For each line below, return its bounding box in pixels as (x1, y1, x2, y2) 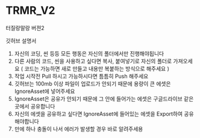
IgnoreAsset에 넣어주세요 (14, 87, 75, 95)
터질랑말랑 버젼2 (5, 24, 45, 31)
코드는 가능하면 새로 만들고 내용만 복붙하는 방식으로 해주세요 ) (24, 64, 170, 72)
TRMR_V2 (5, 4, 55, 17)
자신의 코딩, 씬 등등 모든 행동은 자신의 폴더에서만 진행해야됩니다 (14, 49, 164, 57)
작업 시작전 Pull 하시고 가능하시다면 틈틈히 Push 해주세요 (14, 72, 149, 80)
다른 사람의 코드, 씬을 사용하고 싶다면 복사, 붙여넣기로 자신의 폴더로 (14, 57, 172, 64)
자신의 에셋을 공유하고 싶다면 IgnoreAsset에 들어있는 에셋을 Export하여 (14, 110, 183, 118)
